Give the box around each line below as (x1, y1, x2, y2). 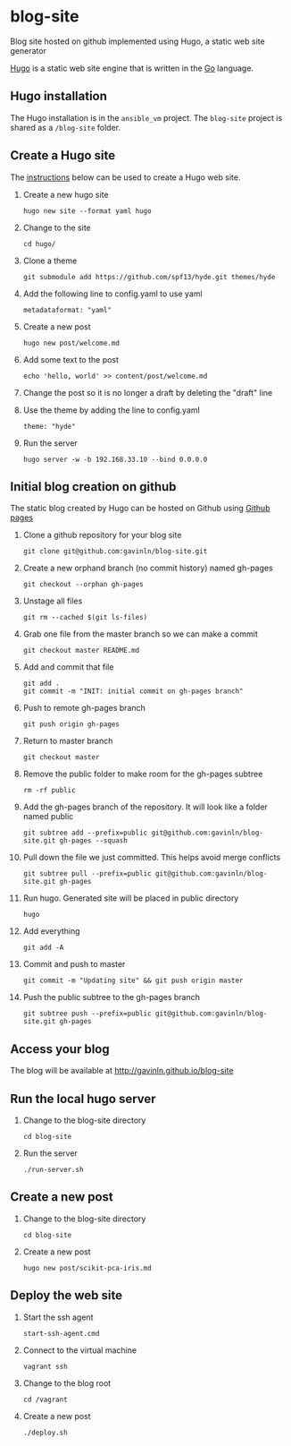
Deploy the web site (10, 1288, 123, 1304)
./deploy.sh (22, 1428, 68, 1437)
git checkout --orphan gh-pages (22, 580, 144, 589)
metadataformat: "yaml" (22, 305, 112, 314)
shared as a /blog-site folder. (10, 122, 121, 133)
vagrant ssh (22, 1362, 68, 1371)
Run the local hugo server (10, 1091, 156, 1107)
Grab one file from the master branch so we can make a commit (22, 629, 258, 639)
